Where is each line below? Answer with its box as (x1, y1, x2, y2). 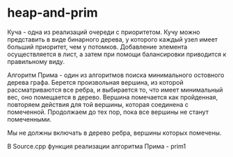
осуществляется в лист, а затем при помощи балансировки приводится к (7, 50, 227, 58)
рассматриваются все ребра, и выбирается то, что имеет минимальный (7, 85, 223, 94)
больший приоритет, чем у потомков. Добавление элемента (7, 42, 188, 51)
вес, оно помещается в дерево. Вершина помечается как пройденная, (7, 92, 218, 101)
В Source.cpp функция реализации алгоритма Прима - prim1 (7, 142, 186, 150)
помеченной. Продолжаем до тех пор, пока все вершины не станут (7, 108, 209, 116)
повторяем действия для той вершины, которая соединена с (7, 100, 189, 108)
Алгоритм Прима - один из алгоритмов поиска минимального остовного (7, 71, 225, 79)
